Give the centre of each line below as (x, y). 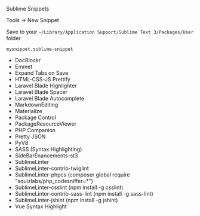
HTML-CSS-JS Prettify (42, 79)
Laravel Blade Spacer (41, 92)
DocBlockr (28, 60)
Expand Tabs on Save (41, 73)
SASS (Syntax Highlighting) (48, 149)
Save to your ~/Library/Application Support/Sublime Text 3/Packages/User (100, 32)
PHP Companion (35, 130)
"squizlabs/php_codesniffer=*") (54, 181)
